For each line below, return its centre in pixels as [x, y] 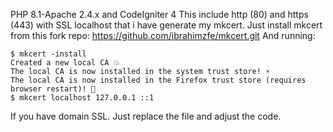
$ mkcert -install [48, 54]
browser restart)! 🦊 [53, 89]
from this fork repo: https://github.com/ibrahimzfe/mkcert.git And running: [163, 35]
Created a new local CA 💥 [65, 63]
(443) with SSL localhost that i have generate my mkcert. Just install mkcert [166, 25]
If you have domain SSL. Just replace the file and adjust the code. [146, 116]
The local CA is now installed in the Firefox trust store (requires [158, 80]
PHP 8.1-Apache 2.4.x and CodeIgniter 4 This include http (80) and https [159, 14]
